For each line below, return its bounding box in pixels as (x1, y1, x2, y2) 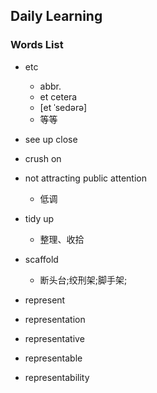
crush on (24, 152, 62, 164)
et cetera (39, 90, 78, 103)
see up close (24, 133, 78, 145)
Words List (10, 38, 64, 52)
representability (24, 371, 90, 383)
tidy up (24, 212, 55, 224)
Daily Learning (10, 8, 103, 25)
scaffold (24, 253, 59, 265)
